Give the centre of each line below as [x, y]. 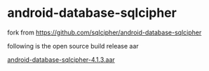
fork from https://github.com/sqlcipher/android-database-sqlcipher [104, 32]
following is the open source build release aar [73, 46]
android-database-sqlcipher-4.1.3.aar [61, 59]
